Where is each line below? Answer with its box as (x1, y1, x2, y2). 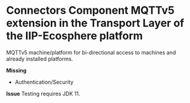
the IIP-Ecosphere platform (6, 29, 143, 43)
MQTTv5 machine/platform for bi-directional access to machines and (6, 49, 176, 56)
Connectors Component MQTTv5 (6, 4, 175, 17)
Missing (6, 66, 27, 74)
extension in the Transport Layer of (6, 16, 185, 30)
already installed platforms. (6, 55, 73, 62)
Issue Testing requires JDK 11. (6, 90, 81, 97)
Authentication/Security (14, 78, 73, 86)
